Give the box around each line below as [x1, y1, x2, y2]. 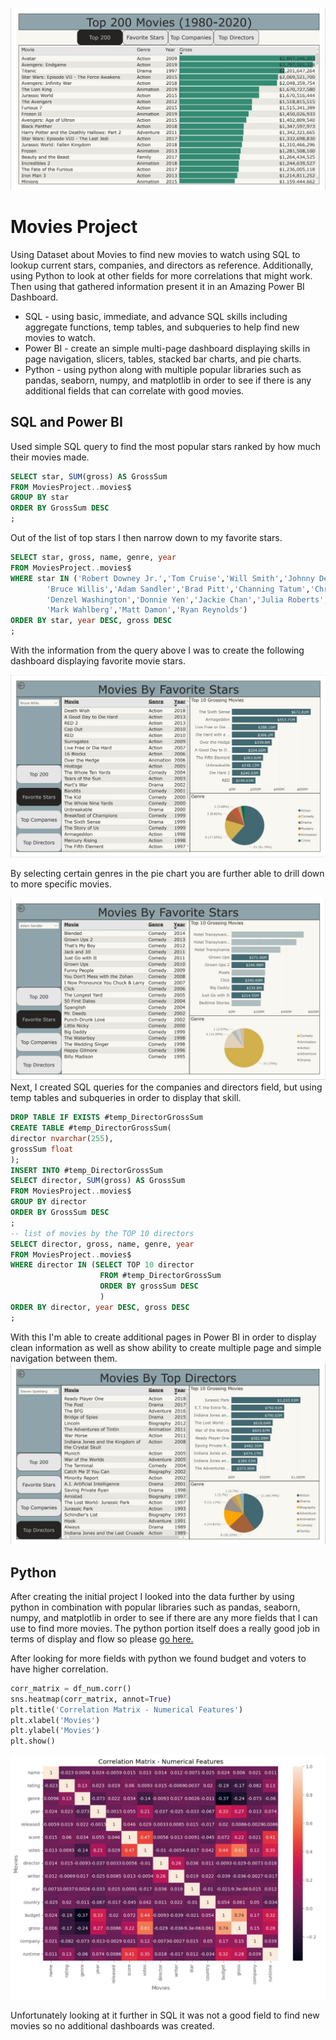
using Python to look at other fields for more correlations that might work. [10, 269, 313, 282]
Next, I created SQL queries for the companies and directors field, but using [10, 1081, 323, 1093]
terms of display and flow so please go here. [10, 1633, 194, 1645]
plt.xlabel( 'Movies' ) [10, 1715, 101, 1725]
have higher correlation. [10, 1663, 109, 1675]
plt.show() [10, 1736, 56, 1747]
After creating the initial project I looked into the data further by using [10, 1590, 295, 1602]
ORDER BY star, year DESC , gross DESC [10, 616, 172, 626]
